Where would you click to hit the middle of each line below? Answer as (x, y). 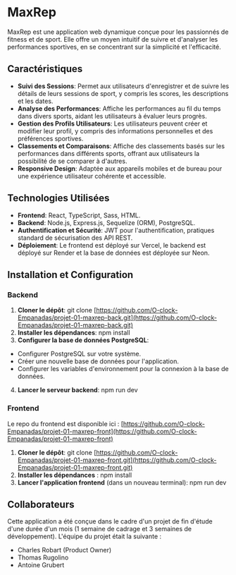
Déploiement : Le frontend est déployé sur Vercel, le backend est (112, 245)
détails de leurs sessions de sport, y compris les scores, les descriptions (123, 93)
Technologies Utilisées (58, 198)
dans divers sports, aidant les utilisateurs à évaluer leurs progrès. (112, 116)
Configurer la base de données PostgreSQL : (83, 340)
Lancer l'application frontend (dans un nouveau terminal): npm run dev (122, 482)
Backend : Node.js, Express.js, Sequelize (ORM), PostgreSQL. (106, 222)
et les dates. (35, 101)
